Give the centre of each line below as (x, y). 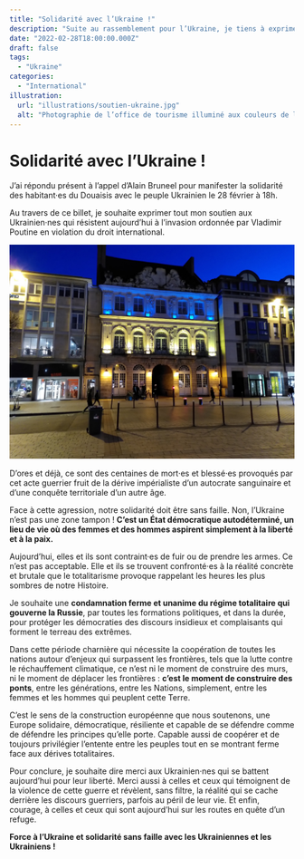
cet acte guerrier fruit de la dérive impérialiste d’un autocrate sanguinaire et (150, 483)
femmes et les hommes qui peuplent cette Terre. (100, 698)
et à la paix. (32, 539)
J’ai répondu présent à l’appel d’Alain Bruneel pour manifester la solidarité (146, 186)
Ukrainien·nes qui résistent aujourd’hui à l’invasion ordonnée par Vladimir (146, 223)
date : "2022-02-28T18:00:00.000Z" (75, 38)
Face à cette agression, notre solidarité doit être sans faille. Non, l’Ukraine (147, 510)
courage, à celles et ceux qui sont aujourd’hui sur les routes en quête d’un (147, 810)
